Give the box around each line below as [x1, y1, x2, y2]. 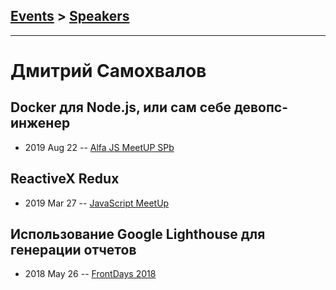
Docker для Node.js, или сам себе [10, 99, 232, 116]
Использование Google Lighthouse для [10, 226, 266, 243]
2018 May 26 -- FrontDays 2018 [24, 268, 157, 280]
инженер [10, 115, 71, 132]
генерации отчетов [10, 242, 137, 259]
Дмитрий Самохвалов [10, 60, 207, 82]
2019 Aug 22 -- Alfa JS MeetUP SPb [24, 141, 175, 153]
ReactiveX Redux [10, 170, 120, 188]
